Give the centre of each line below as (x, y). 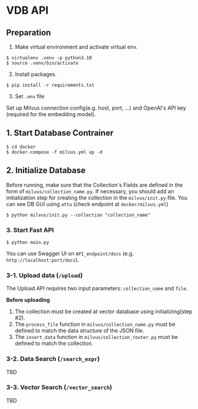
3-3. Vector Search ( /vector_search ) (59, 387)
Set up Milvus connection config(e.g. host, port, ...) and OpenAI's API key (96, 108)
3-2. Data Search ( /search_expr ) (53, 359)
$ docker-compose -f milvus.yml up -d (54, 152)
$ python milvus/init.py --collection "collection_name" (78, 215)
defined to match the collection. (54, 343)
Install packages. (35, 74)
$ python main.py (28, 242)
